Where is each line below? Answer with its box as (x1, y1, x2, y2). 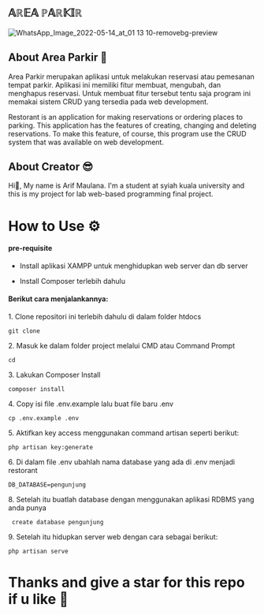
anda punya (8, 503, 47, 512)
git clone (8, 327, 41, 335)
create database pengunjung (11, 519, 104, 527)
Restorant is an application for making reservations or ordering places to (8, 112, 244, 121)
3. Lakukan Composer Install (8, 370, 101, 380)
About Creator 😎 (8, 160, 93, 173)
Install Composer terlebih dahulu (19, 276, 126, 285)
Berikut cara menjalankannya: (8, 294, 109, 304)
